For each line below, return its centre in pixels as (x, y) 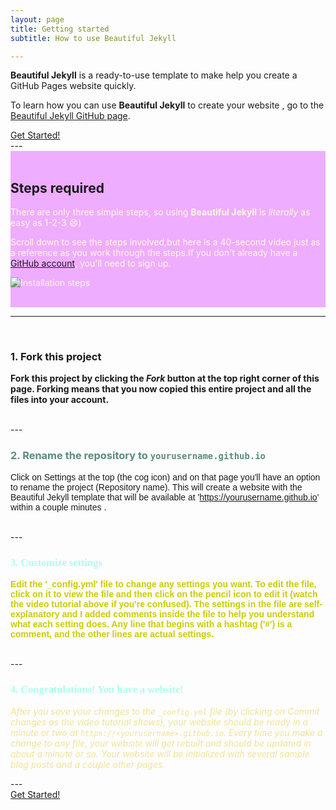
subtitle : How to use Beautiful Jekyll (93, 38)
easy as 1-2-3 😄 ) (46, 223)
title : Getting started (60, 29)
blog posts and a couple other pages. (88, 765)
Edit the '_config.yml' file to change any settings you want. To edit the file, (163, 584)
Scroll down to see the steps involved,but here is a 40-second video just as (165, 242)
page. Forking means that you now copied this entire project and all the (161, 389)
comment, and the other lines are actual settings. (112, 634)
